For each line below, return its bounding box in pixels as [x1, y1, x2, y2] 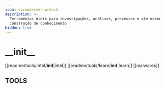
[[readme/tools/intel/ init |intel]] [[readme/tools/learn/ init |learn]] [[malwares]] [5, 63, 160, 68]
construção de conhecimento [9, 21, 67, 26]
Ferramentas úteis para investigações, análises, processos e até [9, 16, 148, 21]
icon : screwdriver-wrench [5, 7, 58, 12]
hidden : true [5, 25, 32, 30]
